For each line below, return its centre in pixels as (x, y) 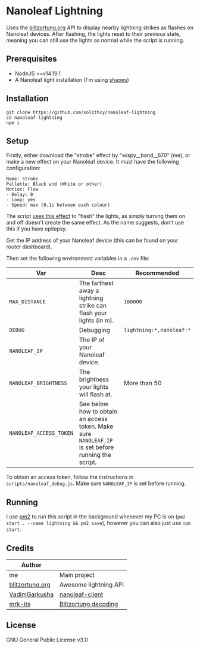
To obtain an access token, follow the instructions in (70, 477)
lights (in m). (96, 321)
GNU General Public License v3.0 (47, 640)
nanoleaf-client (81, 594)
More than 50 (143, 383)
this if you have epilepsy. (37, 229)
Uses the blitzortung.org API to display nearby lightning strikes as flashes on (100, 27)
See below (94, 404)
